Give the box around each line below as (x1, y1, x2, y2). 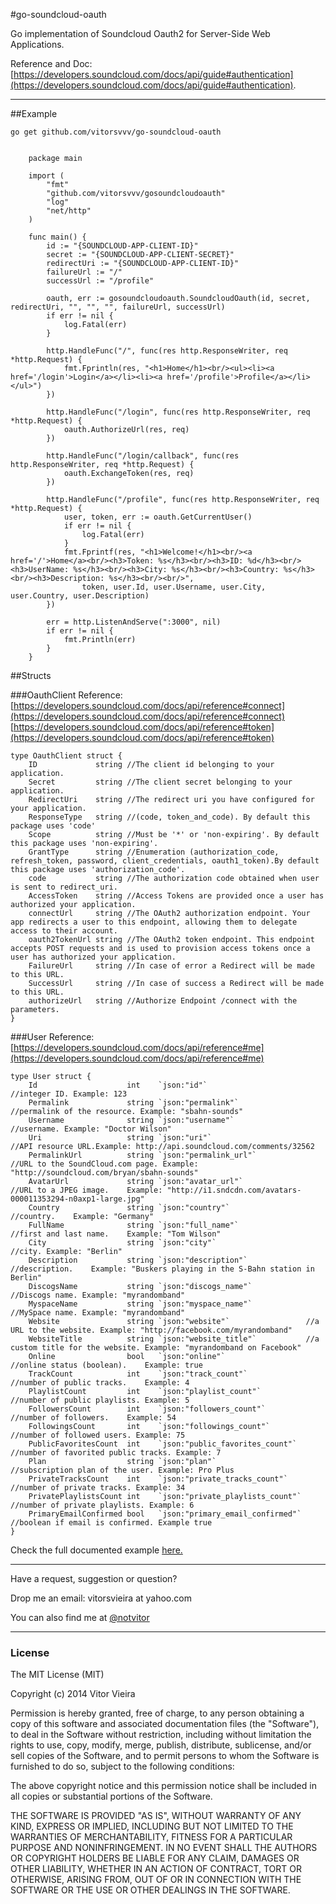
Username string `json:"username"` (28, 1115, 235, 1125)
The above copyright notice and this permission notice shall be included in (10, 1780, 317, 1792)
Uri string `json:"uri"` (28, 1133, 213, 1143)
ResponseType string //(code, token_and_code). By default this (28, 812, 311, 822)
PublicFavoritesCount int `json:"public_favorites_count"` (28, 1439, 298, 1449)
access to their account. (10, 926, 118, 936)
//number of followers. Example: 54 (10, 1413, 177, 1423)
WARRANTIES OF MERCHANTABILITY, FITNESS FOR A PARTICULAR (10, 1831, 293, 1843)
